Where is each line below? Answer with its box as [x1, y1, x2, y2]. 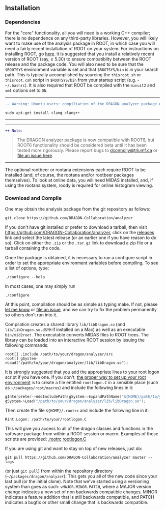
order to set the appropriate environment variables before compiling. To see [5, 260, 159, 266]
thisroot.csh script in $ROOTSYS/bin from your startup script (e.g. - [5, 77, 140, 83]
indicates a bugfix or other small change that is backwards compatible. [5, 499, 149, 506]
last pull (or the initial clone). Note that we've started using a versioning [5, 479, 149, 484]
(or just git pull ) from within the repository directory [5, 468, 113, 474]
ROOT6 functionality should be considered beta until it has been [17, 142, 147, 148]
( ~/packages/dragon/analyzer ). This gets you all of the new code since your [5, 473, 158, 479]
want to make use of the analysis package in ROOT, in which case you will [5, 40, 155, 46]
